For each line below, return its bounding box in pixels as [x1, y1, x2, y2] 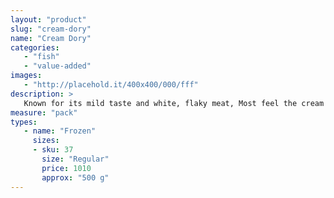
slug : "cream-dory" [10, 24, 92, 34]
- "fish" [23, 52, 60, 62]
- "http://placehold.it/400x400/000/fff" [23, 80, 199, 90]
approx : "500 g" [41, 172, 110, 183]
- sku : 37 [32, 145, 74, 155]
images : [10, 71, 43, 81]
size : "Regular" [41, 154, 110, 164]
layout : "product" [10, 14, 87, 25]
